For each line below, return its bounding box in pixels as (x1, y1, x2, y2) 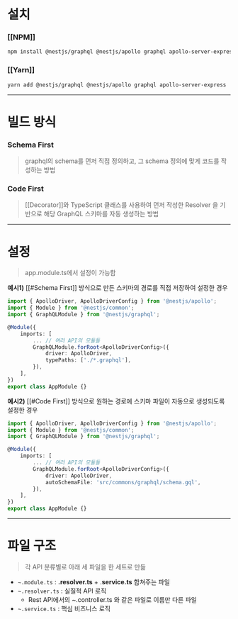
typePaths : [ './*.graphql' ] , (45, 357, 132, 364)
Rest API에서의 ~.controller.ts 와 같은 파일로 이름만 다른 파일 (28, 595, 197, 603)
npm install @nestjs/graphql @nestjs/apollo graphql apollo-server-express (7, 48, 236, 55)
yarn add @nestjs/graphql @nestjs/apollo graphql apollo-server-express (7, 81, 227, 89)
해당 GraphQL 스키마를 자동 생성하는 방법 (43, 210, 159, 218)
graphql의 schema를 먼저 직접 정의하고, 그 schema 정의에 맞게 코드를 (24, 157, 220, 165)
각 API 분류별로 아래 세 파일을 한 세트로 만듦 (24, 562, 147, 571)
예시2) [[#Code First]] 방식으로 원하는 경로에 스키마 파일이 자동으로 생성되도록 (7, 396, 225, 405)
